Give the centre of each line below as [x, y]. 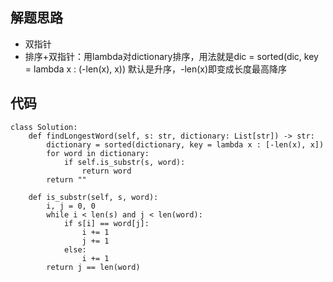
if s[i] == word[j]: [106, 223]
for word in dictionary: [98, 153]
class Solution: [44, 127]
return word [106, 171]
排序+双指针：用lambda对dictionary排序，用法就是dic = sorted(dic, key [171, 56]
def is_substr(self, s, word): [93, 197]
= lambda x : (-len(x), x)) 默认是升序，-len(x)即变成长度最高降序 [156, 69]
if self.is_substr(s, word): [124, 162]
